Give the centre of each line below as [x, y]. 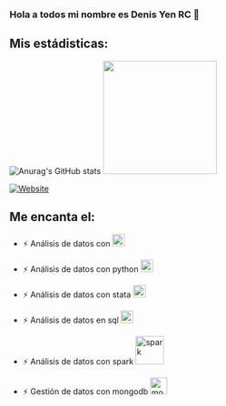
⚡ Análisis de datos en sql [71, 320]
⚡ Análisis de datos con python [80, 269]
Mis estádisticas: [59, 44]
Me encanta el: [52, 217]
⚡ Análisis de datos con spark [78, 361]
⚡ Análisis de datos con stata [77, 295]
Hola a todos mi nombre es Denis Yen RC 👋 [104, 14]
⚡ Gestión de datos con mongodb [85, 391]
